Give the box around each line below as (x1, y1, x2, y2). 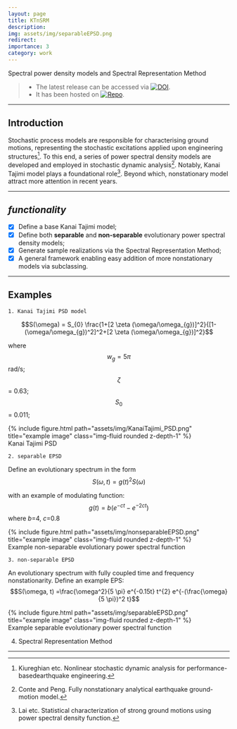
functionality (8, 204, 66, 216)
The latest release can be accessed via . (35, 82, 171, 91)
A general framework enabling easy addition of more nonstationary (18, 254, 213, 262)
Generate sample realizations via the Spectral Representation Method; (18, 246, 222, 255)
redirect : (8, 37, 37, 44)
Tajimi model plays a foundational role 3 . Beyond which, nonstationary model (8, 169, 229, 178)
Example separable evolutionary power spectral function (8, 623, 172, 632)
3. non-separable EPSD (8, 556, 75, 564)
